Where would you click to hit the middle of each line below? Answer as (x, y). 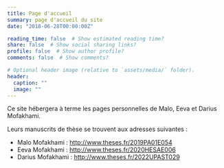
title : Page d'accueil (40, 13)
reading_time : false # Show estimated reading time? (86, 38)
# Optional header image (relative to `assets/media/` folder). (101, 70)
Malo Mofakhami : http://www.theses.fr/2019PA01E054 (95, 143)
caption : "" (31, 83)
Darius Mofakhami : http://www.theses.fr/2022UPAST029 (98, 157)
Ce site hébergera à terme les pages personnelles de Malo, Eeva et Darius (112, 109)
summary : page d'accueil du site (55, 20)
